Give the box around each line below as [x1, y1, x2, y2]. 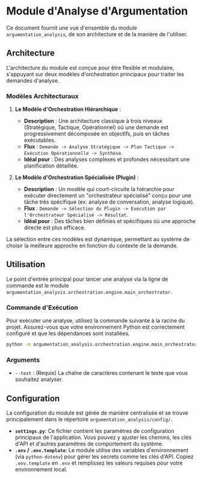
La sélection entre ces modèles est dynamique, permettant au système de [6, 236, 190, 243]
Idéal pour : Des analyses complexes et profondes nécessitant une [23, 156, 190, 163]
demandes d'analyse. [6, 77, 60, 84]
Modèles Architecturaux [6, 92, 79, 100]
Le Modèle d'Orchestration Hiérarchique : [14, 105, 121, 113]
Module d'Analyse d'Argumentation [6, 4, 188, 18]
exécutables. [23, 137, 56, 144]
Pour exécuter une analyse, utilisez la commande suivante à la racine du [6, 317, 185, 324]
